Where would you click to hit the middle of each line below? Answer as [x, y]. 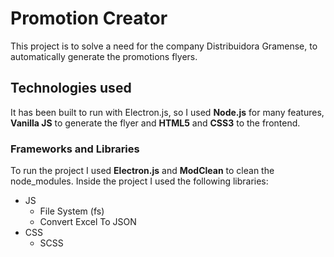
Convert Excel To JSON [88, 222]
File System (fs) [72, 211]
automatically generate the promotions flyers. [104, 56]
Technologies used [71, 88]
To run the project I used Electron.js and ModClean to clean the [142, 171]
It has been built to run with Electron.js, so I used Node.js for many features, [167, 112]
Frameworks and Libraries [75, 149]
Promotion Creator [89, 18]
